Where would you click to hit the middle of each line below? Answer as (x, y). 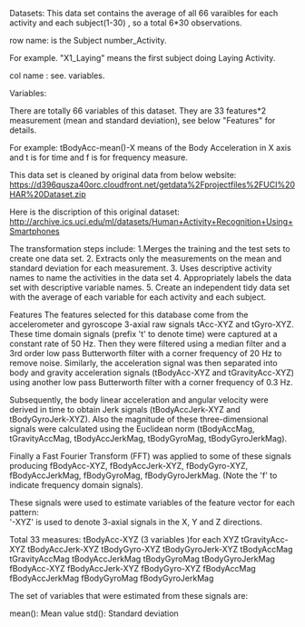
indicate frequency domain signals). (76, 485)
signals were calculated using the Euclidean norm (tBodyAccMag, (132, 429)
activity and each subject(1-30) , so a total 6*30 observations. (126, 23)
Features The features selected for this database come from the (129, 314)
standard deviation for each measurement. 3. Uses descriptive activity (141, 268)
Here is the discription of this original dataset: (94, 212)
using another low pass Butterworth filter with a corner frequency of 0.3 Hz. (151, 382)
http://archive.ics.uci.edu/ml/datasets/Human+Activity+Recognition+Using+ (151, 221)
